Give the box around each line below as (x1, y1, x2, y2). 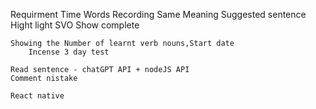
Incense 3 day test (28, 47, 110, 57)
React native (10, 91, 65, 101)
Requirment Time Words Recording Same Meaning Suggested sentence (10, 9, 307, 20)
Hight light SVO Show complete (10, 19, 140, 31)
